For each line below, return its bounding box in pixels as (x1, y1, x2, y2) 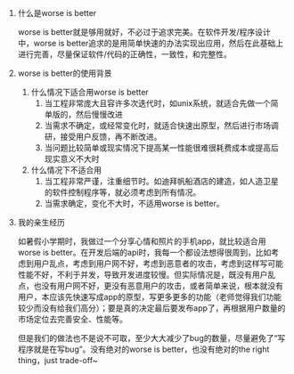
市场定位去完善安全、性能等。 (17, 314, 127, 324)
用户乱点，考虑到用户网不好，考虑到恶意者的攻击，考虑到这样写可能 (33, 258, 283, 269)
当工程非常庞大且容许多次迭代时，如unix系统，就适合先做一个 (44, 98, 271, 109)
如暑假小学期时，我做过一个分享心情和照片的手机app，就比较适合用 (17, 236, 266, 247)
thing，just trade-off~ (17, 355, 98, 365)
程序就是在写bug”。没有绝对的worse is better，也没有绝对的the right (17, 344, 270, 354)
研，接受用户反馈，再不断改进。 (44, 132, 162, 142)
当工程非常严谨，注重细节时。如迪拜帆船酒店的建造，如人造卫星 (44, 176, 279, 186)
